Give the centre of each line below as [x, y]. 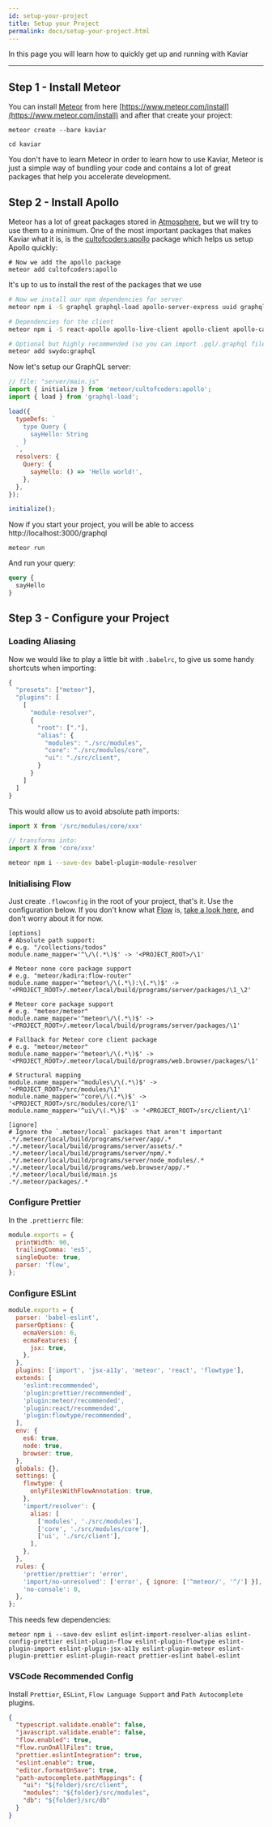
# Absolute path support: [52, 941]
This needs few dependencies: [60, 1620]
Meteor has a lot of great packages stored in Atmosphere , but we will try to [134, 221]
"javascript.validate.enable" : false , [81, 1733]
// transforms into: [43, 840]
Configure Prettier [45, 1202]
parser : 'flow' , [43, 1265]
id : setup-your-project [49, 16]
